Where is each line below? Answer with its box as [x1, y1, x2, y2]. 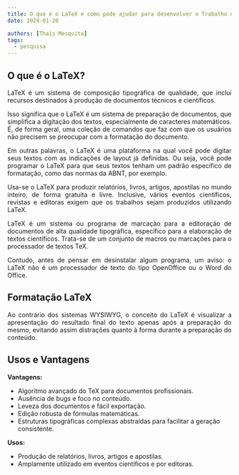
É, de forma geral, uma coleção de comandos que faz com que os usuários [7, 125, 232, 133]
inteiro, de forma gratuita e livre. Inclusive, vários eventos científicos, [7, 190, 232, 199]
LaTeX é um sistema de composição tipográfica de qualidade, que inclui [7, 88, 232, 97]
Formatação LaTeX [7, 291, 92, 303]
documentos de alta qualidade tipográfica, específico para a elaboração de [7, 226, 232, 235]
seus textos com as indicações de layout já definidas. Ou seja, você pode [7, 154, 232, 162]
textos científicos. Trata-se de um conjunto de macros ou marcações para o [7, 234, 232, 243]
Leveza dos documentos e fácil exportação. [17, 402, 147, 410]
